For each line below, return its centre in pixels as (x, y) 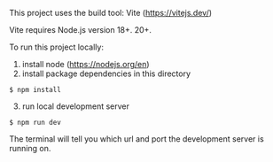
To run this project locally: (57, 47)
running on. (30, 148)
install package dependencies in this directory (106, 73)
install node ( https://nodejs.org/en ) (86, 64)
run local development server (76, 106)
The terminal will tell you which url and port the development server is (136, 139)
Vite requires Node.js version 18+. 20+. (81, 30)
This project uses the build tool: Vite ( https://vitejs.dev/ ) (111, 13)
